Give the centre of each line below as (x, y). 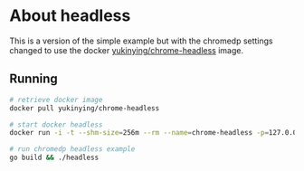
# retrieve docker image (56, 100)
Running (34, 79)
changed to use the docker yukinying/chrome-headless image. (127, 50)
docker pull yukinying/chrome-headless (85, 108)
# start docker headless (56, 124)
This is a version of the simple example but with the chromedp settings (141, 41)
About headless (70, 16)
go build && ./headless (54, 158)
